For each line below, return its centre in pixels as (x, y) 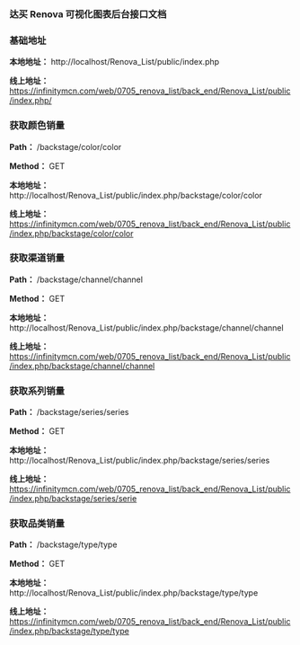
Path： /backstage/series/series (69, 412)
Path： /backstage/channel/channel (76, 279)
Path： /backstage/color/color (66, 146)
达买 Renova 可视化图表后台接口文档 (88, 13)
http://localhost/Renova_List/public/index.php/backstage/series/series (140, 461)
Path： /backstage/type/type (63, 544)
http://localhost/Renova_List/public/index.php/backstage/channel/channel (147, 327)
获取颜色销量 (37, 126)
